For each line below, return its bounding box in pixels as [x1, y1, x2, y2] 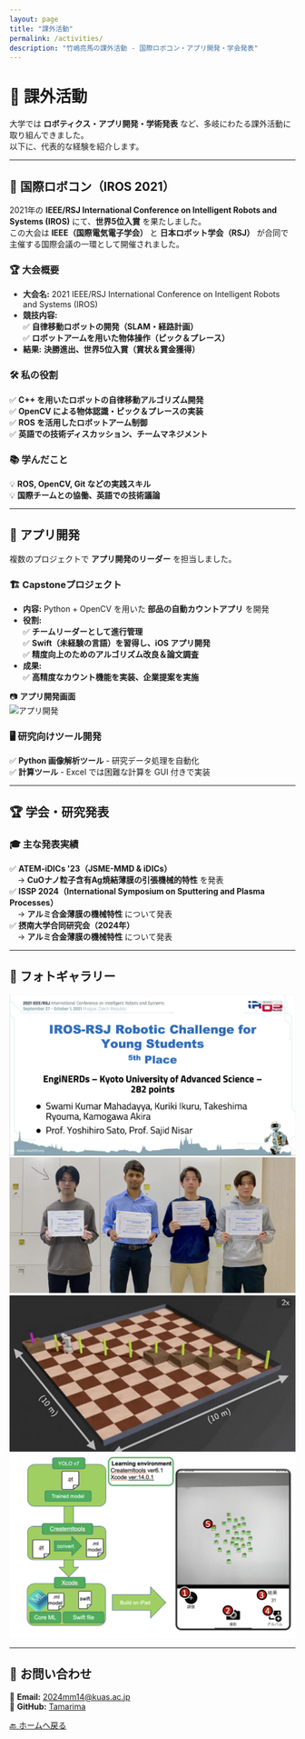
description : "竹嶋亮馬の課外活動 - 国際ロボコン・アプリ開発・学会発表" [9, 44, 259, 53]
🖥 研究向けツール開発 [9, 730, 102, 743]
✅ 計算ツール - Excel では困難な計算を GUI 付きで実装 [9, 766, 211, 777]
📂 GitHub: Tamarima [9, 1701, 86, 1712]
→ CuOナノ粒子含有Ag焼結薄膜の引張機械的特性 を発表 [16, 874, 224, 885]
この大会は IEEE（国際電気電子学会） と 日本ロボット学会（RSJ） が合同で [9, 227, 289, 238]
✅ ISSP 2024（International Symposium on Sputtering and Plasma [9, 885, 265, 896]
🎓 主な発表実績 [9, 837, 79, 850]
